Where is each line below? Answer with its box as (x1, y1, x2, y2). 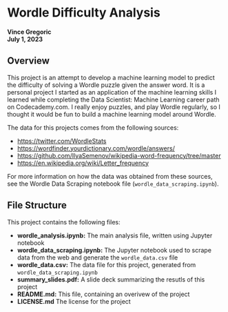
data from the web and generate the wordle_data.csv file (17, 253, 178, 262)
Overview (7, 55, 50, 67)
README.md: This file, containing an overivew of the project (17, 290, 190, 298)
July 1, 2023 (7, 35, 43, 43)
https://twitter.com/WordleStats (17, 137, 107, 145)
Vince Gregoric (7, 28, 52, 36)
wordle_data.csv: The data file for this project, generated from (17, 260, 196, 269)
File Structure (7, 199, 67, 211)
